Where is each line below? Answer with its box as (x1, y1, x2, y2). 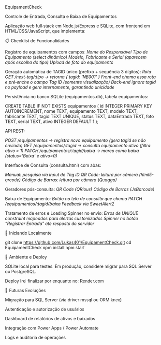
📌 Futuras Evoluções (5, 288, 46, 293)
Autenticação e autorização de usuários (5, 306, 85, 312)
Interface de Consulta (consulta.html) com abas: (5, 162, 102, 168)
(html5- (139, 172, 154, 177)
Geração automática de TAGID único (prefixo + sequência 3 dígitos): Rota (5, 69, 151, 74)
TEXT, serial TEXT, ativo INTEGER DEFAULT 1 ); (5, 119, 99, 124)
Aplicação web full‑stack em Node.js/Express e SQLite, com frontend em (5, 23, 150, 29)
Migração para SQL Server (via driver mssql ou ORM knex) (5, 297, 122, 303)
